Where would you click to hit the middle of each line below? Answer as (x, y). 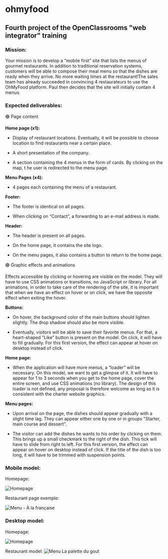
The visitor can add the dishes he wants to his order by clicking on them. (87, 434)
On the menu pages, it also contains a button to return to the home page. (87, 255)
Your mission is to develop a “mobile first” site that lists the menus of (76, 60)
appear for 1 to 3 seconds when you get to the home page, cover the (83, 378)
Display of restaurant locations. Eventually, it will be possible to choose (85, 138)
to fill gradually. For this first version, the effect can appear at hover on (85, 343)
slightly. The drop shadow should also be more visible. (68, 322)
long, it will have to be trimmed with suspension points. (69, 455)
